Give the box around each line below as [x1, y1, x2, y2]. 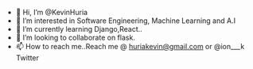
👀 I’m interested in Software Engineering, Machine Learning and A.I [15, 16, 236, 25]
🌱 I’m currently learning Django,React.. [15, 25, 143, 33]
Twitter [15, 53, 40, 63]
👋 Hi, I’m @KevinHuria [15, 8, 88, 17]
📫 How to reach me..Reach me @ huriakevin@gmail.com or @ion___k [15, 42, 245, 51]
